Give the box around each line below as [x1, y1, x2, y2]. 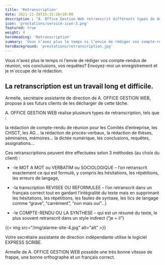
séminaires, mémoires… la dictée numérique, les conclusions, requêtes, [5, 135, 150, 141]
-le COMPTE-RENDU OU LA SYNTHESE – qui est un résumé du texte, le [12, 210, 158, 216]
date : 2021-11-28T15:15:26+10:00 [5, 12, 74, 17]
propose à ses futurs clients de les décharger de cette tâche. [5, 100, 129, 106]
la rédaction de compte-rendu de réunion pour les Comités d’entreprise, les [5, 125, 158, 131]
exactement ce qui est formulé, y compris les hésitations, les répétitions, [12, 170, 159, 176]
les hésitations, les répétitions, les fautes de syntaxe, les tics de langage [12, 195, 159, 201]
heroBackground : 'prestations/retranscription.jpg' [5, 44, 113, 49]
